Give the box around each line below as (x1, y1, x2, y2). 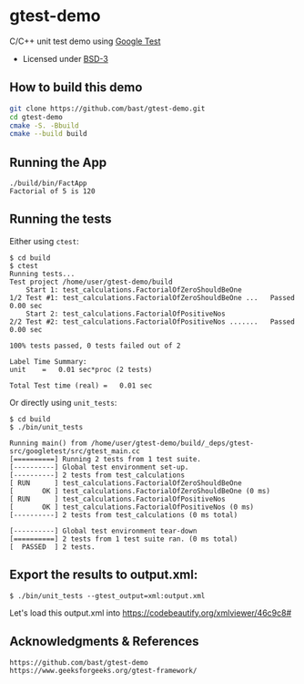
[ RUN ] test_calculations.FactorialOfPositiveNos (9, 494, 226, 503)
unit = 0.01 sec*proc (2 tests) (9, 365, 153, 374)
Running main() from (9, 439, 88, 448)
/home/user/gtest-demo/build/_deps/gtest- (90, 439, 255, 448)
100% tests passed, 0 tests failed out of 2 (9, 341, 181, 350)
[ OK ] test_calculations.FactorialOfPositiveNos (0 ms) (9, 503, 255, 512)
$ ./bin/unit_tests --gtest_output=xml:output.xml (9, 591, 206, 600)
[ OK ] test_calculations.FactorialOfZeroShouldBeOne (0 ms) (9, 486, 271, 495)
